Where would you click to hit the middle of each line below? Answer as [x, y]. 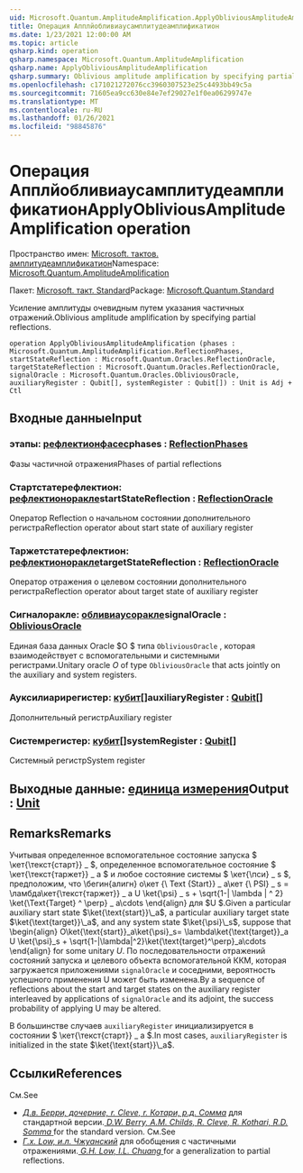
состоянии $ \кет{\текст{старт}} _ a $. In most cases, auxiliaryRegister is [148, 1036]
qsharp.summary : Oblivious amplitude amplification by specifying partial [153, 77]
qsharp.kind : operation [54, 51]
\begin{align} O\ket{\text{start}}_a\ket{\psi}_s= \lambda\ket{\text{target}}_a [149, 932]
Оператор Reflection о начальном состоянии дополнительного [130, 518]
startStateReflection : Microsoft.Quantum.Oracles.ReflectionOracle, [143, 359]
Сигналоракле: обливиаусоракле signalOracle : [118, 615]
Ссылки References [66, 1073]
